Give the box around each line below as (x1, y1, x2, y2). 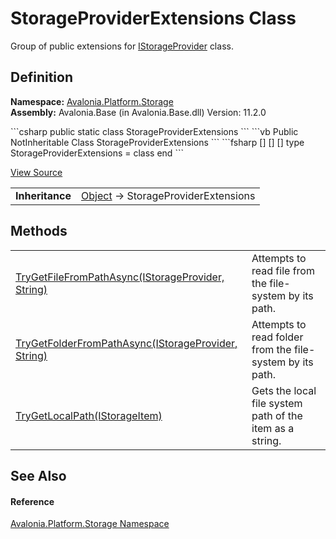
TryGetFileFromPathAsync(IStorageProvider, (15, 270, 225, 284)
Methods (10, 223, 68, 240)
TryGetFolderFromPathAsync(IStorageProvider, (15, 336, 238, 350)
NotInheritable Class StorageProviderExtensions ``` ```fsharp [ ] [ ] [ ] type (10, 136, 305, 148)
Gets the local (251, 383, 317, 397)
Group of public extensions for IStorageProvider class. (10, 40, 234, 52)
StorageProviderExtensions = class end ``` (10, 147, 184, 159)
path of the (251, 408, 303, 422)
